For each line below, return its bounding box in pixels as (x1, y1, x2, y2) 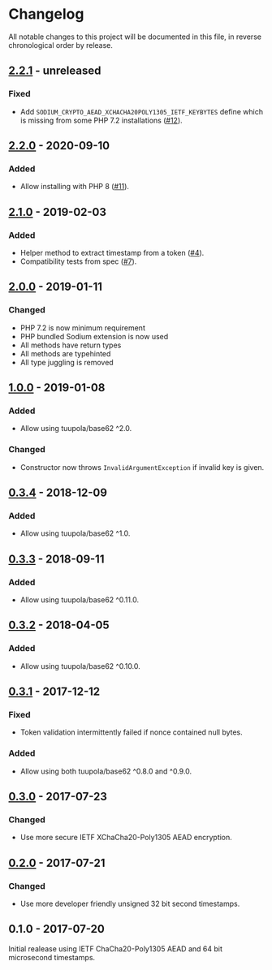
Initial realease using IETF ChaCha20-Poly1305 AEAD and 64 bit (8, 943, 223, 954)
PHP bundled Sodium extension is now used (19, 331, 169, 341)
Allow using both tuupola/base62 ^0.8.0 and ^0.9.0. (19, 766, 192, 776)
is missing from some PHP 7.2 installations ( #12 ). (19, 115, 183, 125)
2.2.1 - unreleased (8, 64, 101, 78)
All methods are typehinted (19, 348, 111, 358)
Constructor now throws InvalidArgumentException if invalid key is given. (19, 462, 265, 472)
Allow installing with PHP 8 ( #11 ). (19, 182, 130, 192)
